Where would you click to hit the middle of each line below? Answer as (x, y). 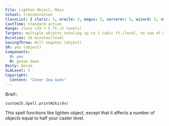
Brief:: (12, 94)
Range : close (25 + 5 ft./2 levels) (44, 29)
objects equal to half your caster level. (45, 118)
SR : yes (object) (23, 47)
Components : (18, 52)
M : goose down (24, 61)
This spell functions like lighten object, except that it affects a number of (80, 112)
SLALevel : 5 (18, 71)
